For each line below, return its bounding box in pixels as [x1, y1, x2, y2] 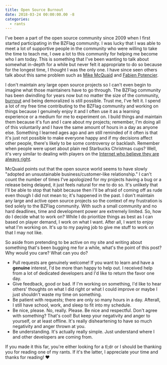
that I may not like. [5, 229, 43, 235]
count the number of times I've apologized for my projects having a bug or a [5, 176, 162, 182]
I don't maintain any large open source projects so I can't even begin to [5, 82, 152, 88]
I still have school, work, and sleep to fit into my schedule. [12, 302, 132, 308]
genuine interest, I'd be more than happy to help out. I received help [12, 265, 153, 271]
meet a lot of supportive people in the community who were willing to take [5, 45, 158, 51]
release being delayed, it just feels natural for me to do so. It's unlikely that [5, 182, 158, 188]
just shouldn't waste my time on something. [12, 291, 102, 297]
